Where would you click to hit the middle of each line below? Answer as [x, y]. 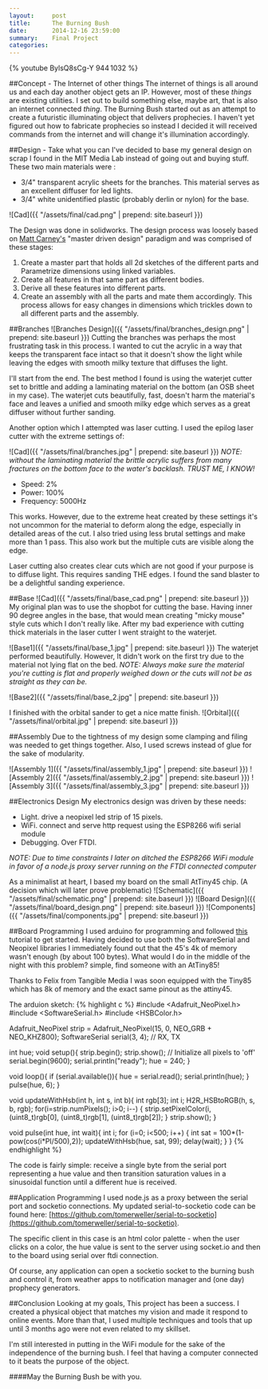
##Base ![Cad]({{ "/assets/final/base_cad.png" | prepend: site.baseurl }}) [129, 599]
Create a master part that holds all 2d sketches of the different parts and [139, 263]
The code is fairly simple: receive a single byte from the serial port [118, 1165]
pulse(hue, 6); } [35, 1085]
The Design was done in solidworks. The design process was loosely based [134, 230]
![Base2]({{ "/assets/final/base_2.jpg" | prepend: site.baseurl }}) [114, 697]
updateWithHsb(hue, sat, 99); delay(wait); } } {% [164, 1142]
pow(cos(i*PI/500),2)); [46, 1142]
